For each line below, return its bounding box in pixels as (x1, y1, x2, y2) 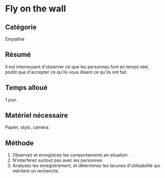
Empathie (5, 36, 25, 42)
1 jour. (5, 97, 17, 103)
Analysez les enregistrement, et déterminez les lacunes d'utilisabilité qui (12, 163, 161, 169)
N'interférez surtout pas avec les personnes (12, 158, 103, 164)
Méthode (5, 139, 34, 147)
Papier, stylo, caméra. (5, 124, 50, 130)
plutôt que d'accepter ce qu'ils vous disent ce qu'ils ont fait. (5, 69, 128, 75)
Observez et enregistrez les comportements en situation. (12, 152, 129, 158)
